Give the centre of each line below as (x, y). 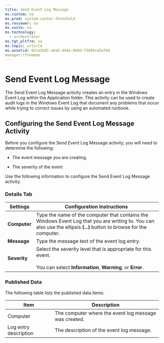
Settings (20, 207)
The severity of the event (37, 167)
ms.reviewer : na (21, 23)
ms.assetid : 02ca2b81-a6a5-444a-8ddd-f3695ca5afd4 (58, 50)
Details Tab (19, 194)
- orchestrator (25, 37)
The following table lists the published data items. (55, 293)
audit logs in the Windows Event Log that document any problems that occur (82, 103)
